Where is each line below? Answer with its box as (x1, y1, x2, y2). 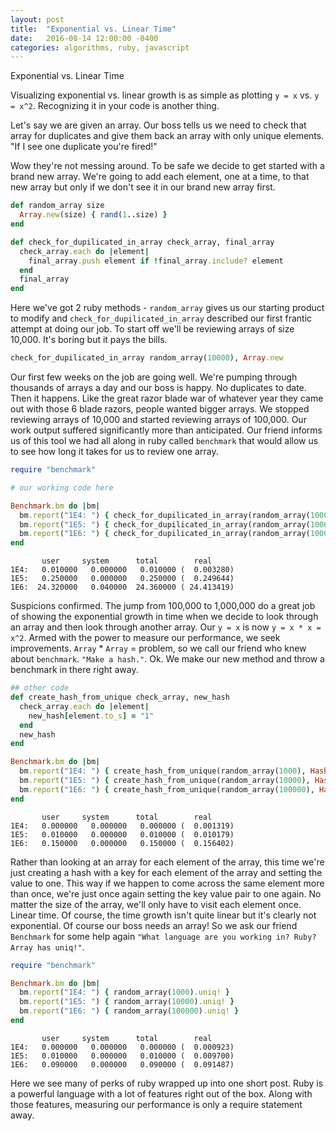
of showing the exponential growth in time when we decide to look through (10, 611, 319, 623)
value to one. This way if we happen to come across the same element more (10, 877, 325, 889)
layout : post (10, 14, 65, 25)
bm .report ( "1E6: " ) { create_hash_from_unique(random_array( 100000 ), (19, 784, 315, 795)
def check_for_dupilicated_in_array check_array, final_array (10, 237, 275, 247)
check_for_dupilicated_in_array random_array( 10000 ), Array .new (10, 353, 284, 363)
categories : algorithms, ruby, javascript (10, 42, 190, 53)
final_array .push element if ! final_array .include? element (28, 256, 284, 266)
